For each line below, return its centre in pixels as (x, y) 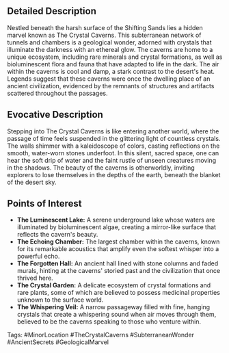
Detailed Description (52, 11)
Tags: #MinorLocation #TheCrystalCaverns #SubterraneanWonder (101, 335)
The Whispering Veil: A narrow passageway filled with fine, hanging (113, 307)
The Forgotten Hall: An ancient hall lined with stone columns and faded (118, 263)
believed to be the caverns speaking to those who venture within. (109, 322)
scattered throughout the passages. (57, 93)
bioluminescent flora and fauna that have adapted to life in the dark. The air (113, 64)
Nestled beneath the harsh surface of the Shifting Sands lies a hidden (105, 27)
